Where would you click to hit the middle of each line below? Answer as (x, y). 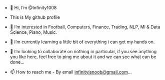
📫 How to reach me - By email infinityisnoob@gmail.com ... (71, 72)
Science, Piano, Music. (33, 32)
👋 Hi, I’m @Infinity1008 (33, 8)
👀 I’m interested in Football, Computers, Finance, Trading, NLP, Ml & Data (85, 27)
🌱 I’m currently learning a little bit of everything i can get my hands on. (82, 42)
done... (17, 62)
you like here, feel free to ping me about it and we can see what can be (83, 57)
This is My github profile (35, 17)
